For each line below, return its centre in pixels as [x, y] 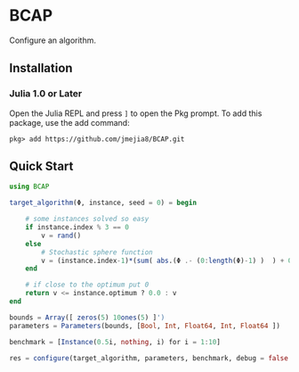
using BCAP [29, 187]
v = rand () [61, 236]
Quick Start [41, 166]
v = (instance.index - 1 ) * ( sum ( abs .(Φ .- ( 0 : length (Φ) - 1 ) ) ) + [163, 260]
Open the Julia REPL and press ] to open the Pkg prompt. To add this [136, 113]
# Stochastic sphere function [97, 252]
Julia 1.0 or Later [46, 94]
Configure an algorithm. [53, 40]
